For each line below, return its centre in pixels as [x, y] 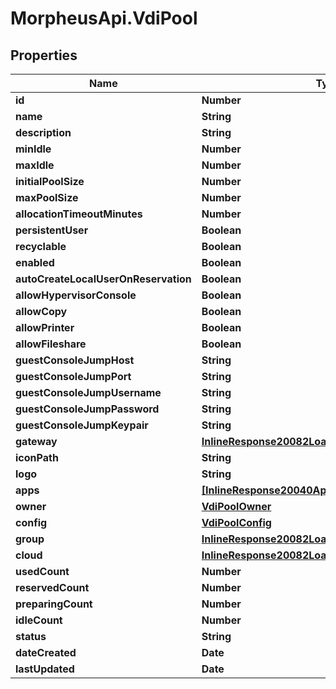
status [31, 636]
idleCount [39, 620]
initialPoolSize [50, 181]
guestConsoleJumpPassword [87, 409]
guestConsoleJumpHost [75, 360]
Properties [44, 55]
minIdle [33, 149]
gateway [36, 441]
